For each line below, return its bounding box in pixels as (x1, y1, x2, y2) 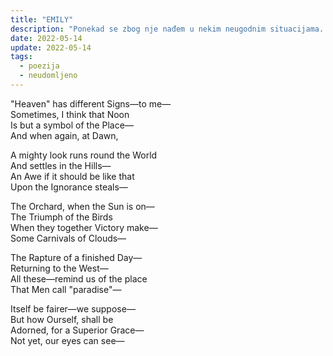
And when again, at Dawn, (10, 129, 119, 141)
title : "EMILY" (10, 14, 74, 25)
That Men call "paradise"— (10, 283, 122, 295)
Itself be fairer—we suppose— (10, 302, 136, 315)
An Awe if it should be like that (10, 170, 135, 182)
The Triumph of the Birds (10, 211, 113, 223)
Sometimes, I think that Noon (10, 108, 130, 120)
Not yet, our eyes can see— (10, 334, 125, 346)
